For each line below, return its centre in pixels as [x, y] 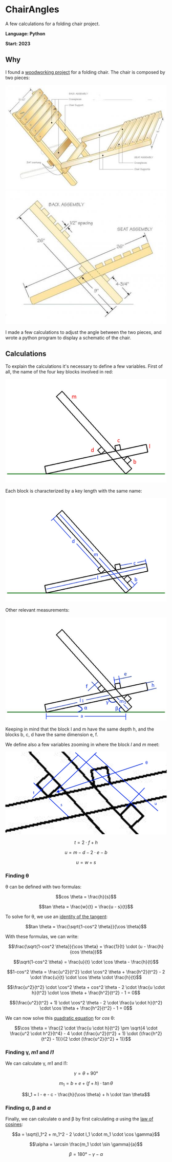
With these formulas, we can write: [42, 936]
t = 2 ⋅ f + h [86, 842]
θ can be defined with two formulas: [44, 887]
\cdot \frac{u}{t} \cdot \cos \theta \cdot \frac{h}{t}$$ [86, 977]
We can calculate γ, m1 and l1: [37, 1063]
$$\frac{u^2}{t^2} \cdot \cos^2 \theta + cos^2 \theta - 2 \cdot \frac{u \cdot [86, 987]
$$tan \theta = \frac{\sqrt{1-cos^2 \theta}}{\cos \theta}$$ [86, 926]
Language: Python [25, 33]
